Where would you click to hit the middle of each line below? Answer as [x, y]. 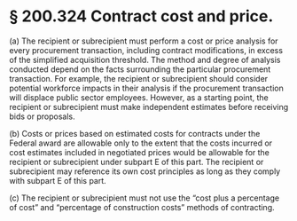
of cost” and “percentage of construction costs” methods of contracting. [142, 207]
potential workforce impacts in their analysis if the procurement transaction [146, 88]
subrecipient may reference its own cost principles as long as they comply [145, 171]
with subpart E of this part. [58, 180]
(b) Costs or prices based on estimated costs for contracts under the [135, 133]
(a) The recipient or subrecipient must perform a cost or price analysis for [144, 41]
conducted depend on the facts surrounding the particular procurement [140, 69]
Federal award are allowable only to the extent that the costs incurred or [141, 143]
